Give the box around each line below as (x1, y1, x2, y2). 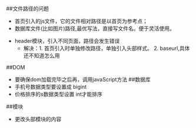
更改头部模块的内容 (14, 116, 62, 122)
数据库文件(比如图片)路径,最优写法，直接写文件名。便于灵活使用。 (14, 25, 175, 32)
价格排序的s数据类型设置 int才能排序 (14, 90, 103, 97)
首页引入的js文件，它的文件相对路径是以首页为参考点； (14, 18, 148, 25)
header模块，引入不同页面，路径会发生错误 (14, 38, 120, 44)
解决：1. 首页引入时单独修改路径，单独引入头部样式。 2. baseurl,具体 (23, 45, 190, 52)
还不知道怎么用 (23, 52, 60, 59)
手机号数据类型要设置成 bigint (14, 83, 87, 90)
